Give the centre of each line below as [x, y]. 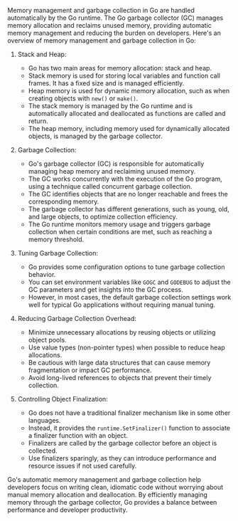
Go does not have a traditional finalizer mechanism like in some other [129, 413]
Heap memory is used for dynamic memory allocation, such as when [129, 91]
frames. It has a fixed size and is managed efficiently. [106, 83]
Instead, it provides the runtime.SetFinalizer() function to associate [129, 428]
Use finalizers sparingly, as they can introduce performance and [122, 458]
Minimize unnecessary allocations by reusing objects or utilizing [122, 332]
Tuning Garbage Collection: [58, 253]
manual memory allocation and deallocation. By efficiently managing [108, 495]
